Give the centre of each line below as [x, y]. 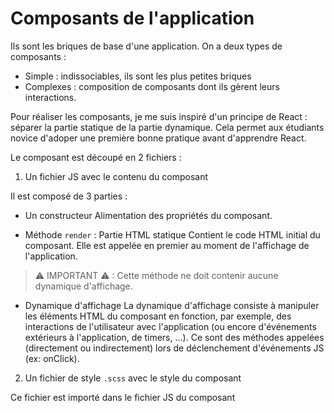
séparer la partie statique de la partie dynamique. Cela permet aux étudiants [167, 127]
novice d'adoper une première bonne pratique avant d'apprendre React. [158, 138]
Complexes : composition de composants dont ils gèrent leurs [152, 86]
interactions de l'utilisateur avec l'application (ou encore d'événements [170, 326]
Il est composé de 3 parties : [69, 196]
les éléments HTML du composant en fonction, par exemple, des [158, 316]
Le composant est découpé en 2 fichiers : [96, 157]
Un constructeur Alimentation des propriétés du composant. [148, 215]
